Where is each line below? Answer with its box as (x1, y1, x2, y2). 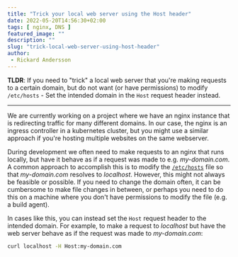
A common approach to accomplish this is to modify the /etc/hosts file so (7, 162, 224, 171)
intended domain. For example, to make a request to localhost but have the (7, 221, 227, 230)
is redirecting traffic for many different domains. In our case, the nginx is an (7, 118, 227, 127)
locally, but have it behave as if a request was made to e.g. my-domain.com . (7, 155, 230, 164)
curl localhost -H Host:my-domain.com (7, 242, 122, 250)
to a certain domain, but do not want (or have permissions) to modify (7, 83, 208, 92)
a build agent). (7, 200, 50, 209)
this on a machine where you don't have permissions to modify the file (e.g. (7, 193, 228, 201)
